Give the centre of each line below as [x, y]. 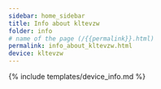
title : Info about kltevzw [54, 23]
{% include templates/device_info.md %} [77, 76]
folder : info [30, 31]
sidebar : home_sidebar [47, 16]
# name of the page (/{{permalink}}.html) [81, 38]
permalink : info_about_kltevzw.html [70, 46]
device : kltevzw [36, 53]
